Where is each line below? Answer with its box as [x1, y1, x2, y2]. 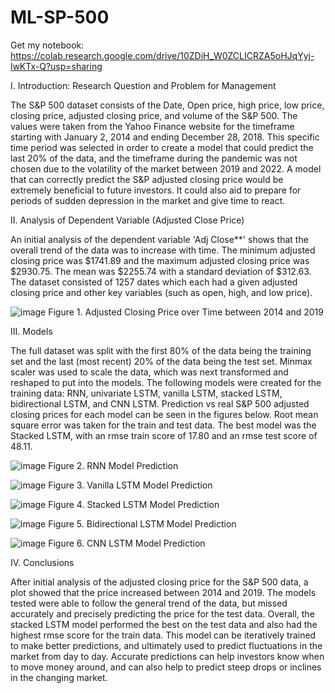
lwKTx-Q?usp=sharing [10, 60, 103, 72]
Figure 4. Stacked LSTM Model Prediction [48, 498, 220, 510]
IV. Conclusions [10, 556, 75, 568]
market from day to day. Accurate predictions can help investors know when [10, 650, 325, 662]
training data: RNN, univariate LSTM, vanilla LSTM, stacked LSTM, [10, 387, 283, 399]
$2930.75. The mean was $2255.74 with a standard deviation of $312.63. [10, 265, 312, 277]
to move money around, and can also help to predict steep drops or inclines [10, 661, 322, 673]
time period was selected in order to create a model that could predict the [10, 141, 314, 153]
